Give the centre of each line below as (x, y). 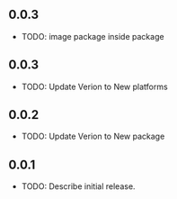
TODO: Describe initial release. (78, 186)
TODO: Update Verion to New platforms (94, 86)
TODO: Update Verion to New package (93, 136)
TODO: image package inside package (93, 36)
